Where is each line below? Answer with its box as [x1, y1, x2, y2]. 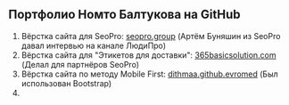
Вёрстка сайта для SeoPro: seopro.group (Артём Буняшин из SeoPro [21, 30, 281, 41]
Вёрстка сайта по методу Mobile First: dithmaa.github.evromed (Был [21, 69, 278, 79]
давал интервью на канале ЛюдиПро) [21, 40, 167, 51]
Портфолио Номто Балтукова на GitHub [8, 7, 241, 22]
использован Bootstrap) [21, 77, 112, 88]
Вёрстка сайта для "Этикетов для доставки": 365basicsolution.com [21, 49, 277, 61]
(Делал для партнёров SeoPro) [21, 59, 140, 69]
